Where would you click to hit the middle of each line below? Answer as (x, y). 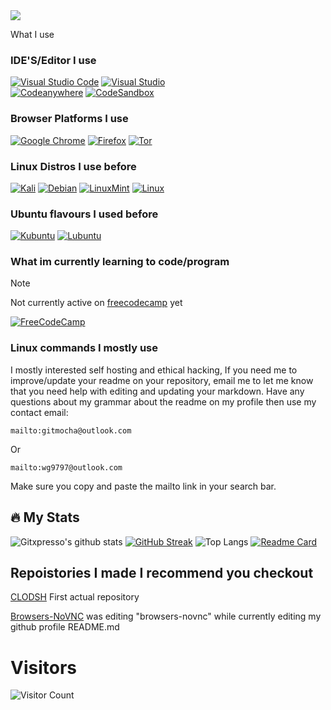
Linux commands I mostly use (84, 348)
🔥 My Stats (45, 517)
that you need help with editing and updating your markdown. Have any (157, 391)
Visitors (43, 667)
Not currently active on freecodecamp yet (96, 303)
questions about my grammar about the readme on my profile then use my (163, 401)
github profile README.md (65, 627)
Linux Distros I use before (73, 166)
